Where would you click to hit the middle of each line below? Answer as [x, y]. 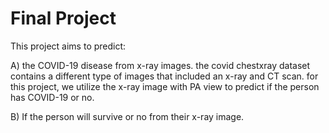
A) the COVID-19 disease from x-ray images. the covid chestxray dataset [160, 65]
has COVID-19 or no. [52, 97]
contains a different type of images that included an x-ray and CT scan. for [164, 76]
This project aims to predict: [68, 46]
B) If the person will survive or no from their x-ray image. [127, 116]
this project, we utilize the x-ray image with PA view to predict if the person [165, 86]
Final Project [63, 18]
